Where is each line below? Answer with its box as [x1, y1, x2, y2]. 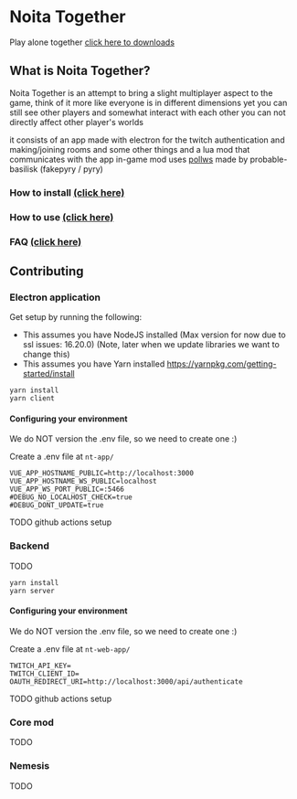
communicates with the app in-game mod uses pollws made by [9, 154, 249, 165]
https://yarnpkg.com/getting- [166, 358, 277, 369]
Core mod [9, 716, 55, 729]
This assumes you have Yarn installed [22, 358, 165, 369]
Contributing [9, 263, 84, 279]
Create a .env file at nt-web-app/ [9, 643, 131, 655]
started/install [22, 368, 75, 379]
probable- [249, 154, 288, 165]
